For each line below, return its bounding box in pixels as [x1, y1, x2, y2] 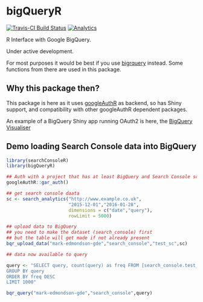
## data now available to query [6, 251, 88, 257]
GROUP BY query [6, 268, 45, 274]
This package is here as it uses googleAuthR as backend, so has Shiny [6, 99, 182, 106]
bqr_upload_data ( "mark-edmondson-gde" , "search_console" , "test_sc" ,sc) [6, 240, 188, 247]
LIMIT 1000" [6, 279, 36, 285]
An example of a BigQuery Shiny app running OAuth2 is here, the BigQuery [6, 117, 193, 124]
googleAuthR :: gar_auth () [6, 179, 69, 185]
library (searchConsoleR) [6, 157, 69, 164]
